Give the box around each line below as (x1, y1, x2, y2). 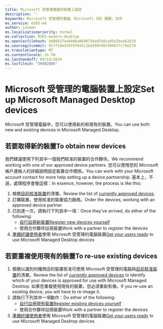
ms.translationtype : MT (5, 48, 54, 52)
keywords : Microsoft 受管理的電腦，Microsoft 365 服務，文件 (5, 16, 123, 21)
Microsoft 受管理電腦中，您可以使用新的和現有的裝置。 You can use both (5, 121, 150, 127)
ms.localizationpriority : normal (5, 30, 73, 35)
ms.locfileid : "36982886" (5, 61, 57, 66)
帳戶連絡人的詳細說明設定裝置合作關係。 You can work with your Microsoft (5, 168, 154, 174)
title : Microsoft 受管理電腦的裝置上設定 (5, 7, 82, 12)
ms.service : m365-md (5, 20, 47, 26)
